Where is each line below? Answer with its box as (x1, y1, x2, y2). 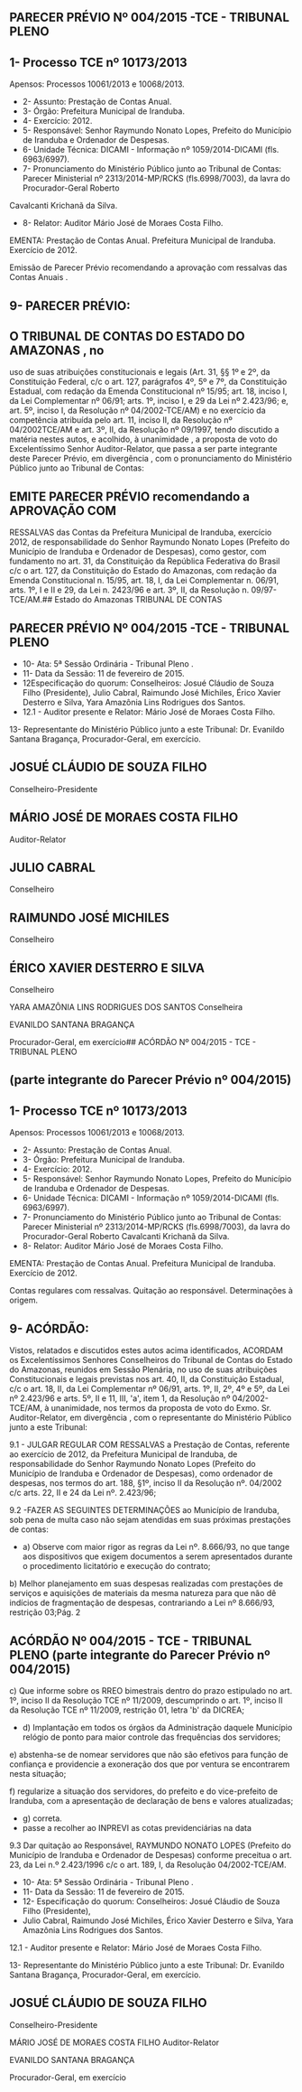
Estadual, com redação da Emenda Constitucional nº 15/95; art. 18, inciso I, (9, 386, 288, 397)
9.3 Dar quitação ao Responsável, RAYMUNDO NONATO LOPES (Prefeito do (9, 1840, 291, 1851)
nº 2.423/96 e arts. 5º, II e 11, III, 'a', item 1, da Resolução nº (9, 1393, 231, 1404)
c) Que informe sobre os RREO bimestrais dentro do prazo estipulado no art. (9, 1685, 293, 1695)
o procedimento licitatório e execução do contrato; (22, 1561, 211, 1572)
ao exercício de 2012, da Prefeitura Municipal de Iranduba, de (9, 1449, 238, 1460)
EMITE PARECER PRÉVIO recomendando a (9, 489, 251, 504)
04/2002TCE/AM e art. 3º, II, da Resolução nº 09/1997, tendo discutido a (9, 425, 279, 435)
